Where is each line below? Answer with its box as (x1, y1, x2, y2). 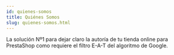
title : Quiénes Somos (6, 14, 60, 20)
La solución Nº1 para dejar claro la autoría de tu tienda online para (6, 36, 169, 43)
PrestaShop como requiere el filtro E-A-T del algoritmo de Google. (6, 42, 168, 49)
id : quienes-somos (6, 8, 52, 15)
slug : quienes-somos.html (6, 20, 70, 25)
